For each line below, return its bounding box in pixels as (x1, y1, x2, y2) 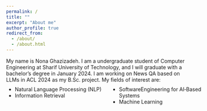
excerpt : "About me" (6, 19, 57, 25)
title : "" (6, 14, 30, 20)
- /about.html (11, 42, 46, 48)
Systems (118, 92, 140, 99)
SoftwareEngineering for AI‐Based (118, 86, 202, 93)
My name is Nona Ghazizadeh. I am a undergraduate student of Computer (6, 57, 185, 65)
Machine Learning (118, 98, 163, 105)
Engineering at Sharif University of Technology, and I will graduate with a (6, 63, 182, 70)
